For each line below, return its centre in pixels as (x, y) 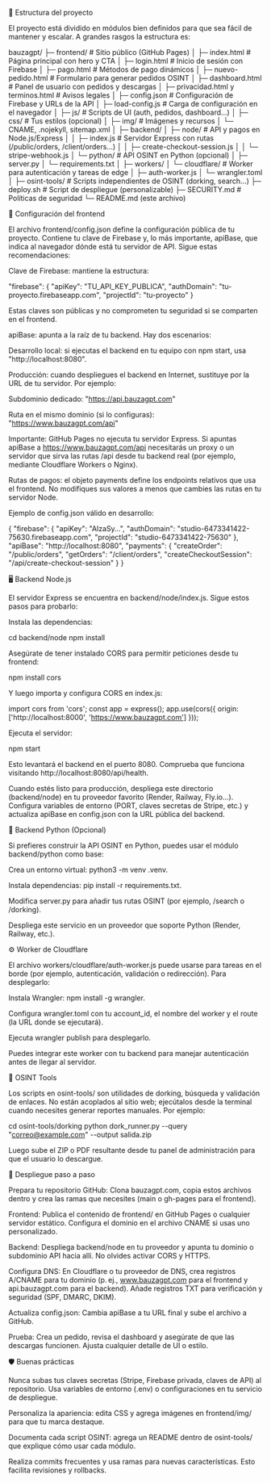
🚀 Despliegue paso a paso (52, 1174)
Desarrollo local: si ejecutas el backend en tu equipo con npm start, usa (127, 350)
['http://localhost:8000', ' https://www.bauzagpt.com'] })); (104, 717)
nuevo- (226, 69)
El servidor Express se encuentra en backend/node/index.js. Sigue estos (129, 598)
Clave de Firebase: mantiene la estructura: (79, 271)
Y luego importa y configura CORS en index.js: (85, 693)
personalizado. (33, 1232)
